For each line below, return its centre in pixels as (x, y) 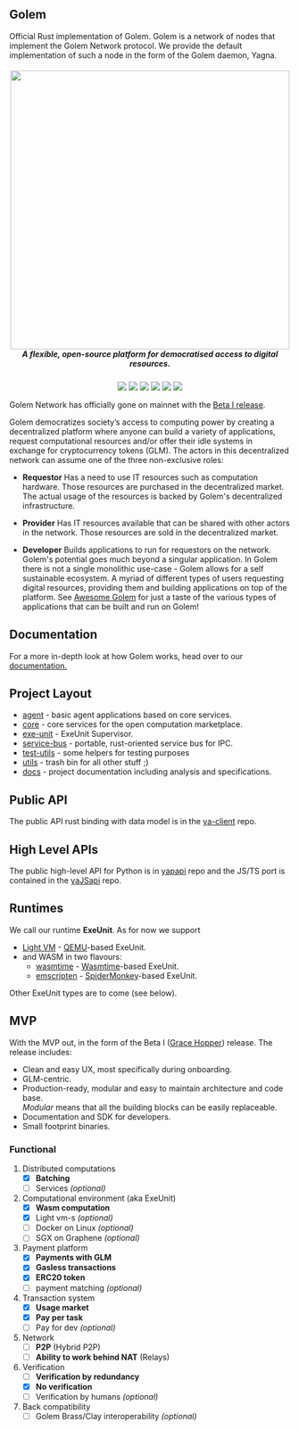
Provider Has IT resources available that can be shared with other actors (156, 523)
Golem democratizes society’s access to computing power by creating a (142, 422)
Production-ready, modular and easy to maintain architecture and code (153, 1088)
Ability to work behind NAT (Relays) (103, 1357)
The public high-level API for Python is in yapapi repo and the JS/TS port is (147, 871)
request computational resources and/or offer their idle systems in (131, 441)
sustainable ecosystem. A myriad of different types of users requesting (153, 578)
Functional (33, 1149)
